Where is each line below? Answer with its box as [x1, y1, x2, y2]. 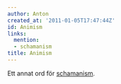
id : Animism [7, 23, 42, 30]
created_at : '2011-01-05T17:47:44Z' [7, 17, 115, 24]
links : [7, 30, 27, 37]
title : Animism [7, 50, 52, 57]
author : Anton [7, 10, 50, 18]
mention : [13, 37, 40, 44]
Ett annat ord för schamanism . [7, 68, 96, 78]
